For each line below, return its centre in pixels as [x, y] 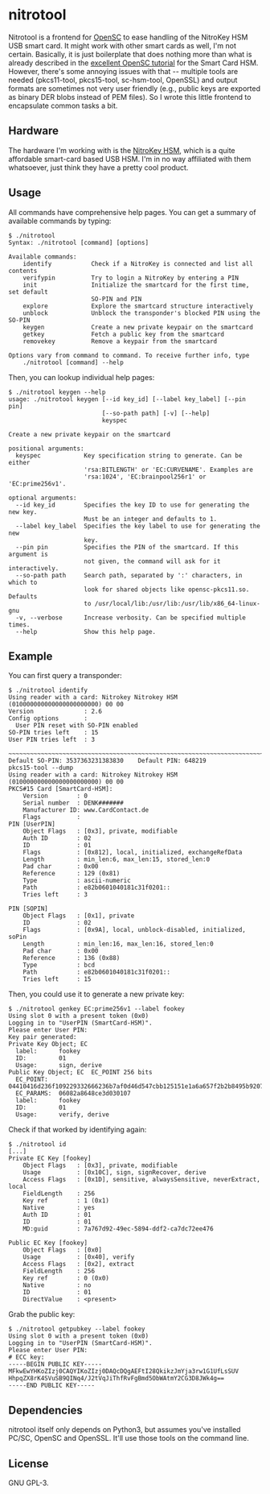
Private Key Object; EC [48, 1045]
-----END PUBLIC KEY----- [51, 1386]
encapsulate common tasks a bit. [63, 106]
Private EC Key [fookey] [50, 1159]
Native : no [57, 1285]
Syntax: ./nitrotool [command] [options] [79, 242]
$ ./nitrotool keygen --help [57, 392]
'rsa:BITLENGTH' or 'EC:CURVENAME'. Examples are [168, 470]
